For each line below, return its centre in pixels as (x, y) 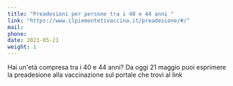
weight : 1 (22, 47)
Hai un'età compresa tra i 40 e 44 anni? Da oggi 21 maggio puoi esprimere (117, 67)
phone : (17, 34)
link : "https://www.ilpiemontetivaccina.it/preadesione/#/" (99, 21)
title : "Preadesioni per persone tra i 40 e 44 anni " (91, 14)
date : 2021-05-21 (33, 41)
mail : (15, 27)
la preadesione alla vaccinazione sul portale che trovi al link (95, 75)
